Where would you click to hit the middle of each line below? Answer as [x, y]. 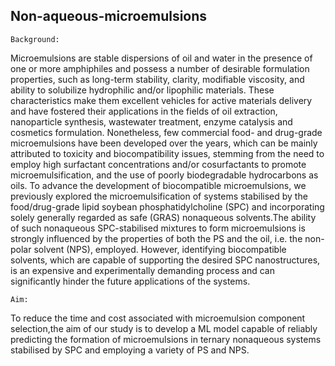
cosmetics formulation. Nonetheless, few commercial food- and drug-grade [166, 132]
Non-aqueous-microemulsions [109, 16]
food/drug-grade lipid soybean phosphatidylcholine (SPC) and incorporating [167, 206]
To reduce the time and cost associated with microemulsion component [158, 318]
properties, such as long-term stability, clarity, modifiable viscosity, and [157, 79]
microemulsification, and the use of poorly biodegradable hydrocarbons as [164, 175]
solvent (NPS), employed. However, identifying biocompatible [160, 249]
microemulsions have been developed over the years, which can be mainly [164, 143]
